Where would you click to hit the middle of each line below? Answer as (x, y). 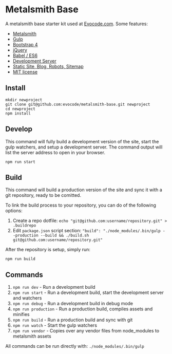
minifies (21, 314)
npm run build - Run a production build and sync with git (73, 320)
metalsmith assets (32, 336)
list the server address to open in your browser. (55, 152)
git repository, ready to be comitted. (43, 195)
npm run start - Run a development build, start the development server (88, 293)
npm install (18, 113)
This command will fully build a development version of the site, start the (82, 141)
